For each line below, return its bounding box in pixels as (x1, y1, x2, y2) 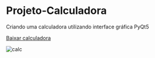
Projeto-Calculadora (6, 4, 107, 17)
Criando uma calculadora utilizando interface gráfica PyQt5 (6, 23, 149, 30)
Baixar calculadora (6, 34, 51, 41)
